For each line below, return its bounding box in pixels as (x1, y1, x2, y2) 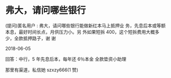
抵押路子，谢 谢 (22, 35, 56, 41)
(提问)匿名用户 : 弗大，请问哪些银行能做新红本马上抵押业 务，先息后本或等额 (5, 22, 166, 29)
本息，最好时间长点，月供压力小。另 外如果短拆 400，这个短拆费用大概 (5, 29, 155, 35)
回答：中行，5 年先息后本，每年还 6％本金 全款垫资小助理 (5, 56, 127, 62)
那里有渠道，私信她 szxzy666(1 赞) (5, 67, 79, 73)
